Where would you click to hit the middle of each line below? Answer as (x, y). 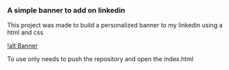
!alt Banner (22, 46)
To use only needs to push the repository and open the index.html (100, 59)
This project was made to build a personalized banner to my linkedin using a (115, 25)
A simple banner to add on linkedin (66, 10)
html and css (25, 32)
